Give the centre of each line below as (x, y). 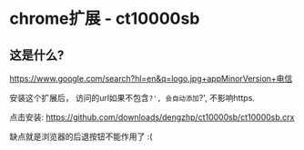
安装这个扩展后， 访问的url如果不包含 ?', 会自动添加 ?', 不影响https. (132, 98)
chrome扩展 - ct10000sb (105, 19)
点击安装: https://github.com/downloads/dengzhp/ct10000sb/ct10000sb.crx (152, 117)
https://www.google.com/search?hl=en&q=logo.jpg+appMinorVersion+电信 (151, 79)
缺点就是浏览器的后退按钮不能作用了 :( (81, 136)
